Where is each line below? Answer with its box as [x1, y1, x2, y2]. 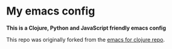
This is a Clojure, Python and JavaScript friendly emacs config [6, 24, 167, 31]
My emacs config [6, 4, 95, 18]
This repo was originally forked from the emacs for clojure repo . [6, 36, 165, 43]
